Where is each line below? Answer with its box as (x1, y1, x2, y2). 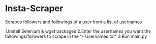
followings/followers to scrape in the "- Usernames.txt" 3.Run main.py (5, 33, 147, 39)
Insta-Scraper (5, 3, 63, 14)
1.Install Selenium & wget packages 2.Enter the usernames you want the (5, 28, 151, 34)
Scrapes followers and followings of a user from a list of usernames (5, 19, 142, 25)
